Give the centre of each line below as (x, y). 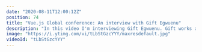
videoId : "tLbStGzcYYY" (36, 39)
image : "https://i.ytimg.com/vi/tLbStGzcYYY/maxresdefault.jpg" (88, 34)
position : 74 (23, 17)
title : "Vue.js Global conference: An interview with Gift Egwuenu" (94, 23)
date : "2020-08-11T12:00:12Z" (44, 12)
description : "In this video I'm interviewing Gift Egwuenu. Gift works (99, 28)
